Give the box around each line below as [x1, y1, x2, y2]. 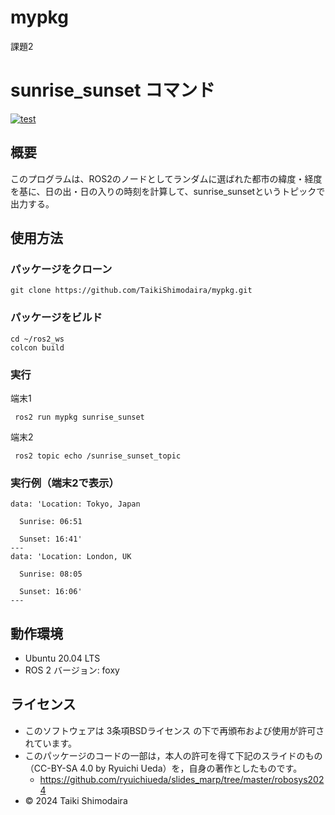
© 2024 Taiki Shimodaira [24, 794, 128, 806]
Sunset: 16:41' [19, 534, 83, 545]
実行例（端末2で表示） [10, 476, 120, 490]
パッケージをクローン [10, 262, 113, 276]
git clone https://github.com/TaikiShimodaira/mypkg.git [10, 286, 253, 296]
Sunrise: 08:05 [19, 569, 83, 580]
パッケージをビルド [10, 311, 103, 325]
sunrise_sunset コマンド [10, 79, 216, 102]
